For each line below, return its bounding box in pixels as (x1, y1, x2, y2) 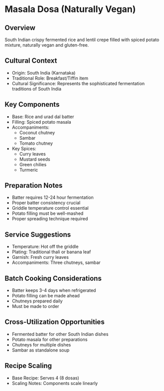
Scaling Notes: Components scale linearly (11, 380, 98, 386)
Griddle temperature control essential (11, 205, 89, 211)
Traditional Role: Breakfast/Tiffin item (11, 75, 88, 81)
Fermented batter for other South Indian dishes (11, 331, 109, 337)
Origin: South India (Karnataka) (11, 70, 76, 76)
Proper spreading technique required (11, 216, 88, 222)
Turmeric (19, 167, 38, 173)
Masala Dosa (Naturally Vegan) (4, 4, 136, 15)
